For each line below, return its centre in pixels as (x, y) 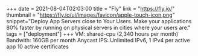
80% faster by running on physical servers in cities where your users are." (99, 27)
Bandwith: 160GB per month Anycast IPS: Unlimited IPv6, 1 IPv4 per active (98, 40)
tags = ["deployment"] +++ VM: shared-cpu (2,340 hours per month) (92, 34)
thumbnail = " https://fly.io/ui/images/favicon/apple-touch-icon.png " (91, 15)
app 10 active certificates (38, 46)
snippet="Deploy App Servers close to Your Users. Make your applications (99, 21)
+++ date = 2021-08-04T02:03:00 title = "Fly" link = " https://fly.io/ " (91, 9)
